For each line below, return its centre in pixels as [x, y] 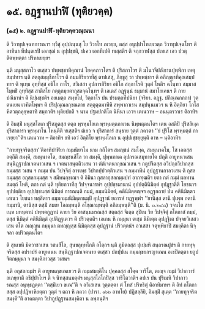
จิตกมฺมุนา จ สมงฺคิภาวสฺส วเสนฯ [38, 259]
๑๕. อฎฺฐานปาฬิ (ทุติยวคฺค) [60, 11]
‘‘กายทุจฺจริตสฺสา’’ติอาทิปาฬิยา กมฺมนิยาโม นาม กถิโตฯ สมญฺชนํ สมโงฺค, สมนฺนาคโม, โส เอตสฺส [99, 150]
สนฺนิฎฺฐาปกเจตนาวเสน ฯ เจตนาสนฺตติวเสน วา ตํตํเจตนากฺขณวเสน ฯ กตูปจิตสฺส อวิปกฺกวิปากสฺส [100, 164]
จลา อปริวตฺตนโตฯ [24, 233]
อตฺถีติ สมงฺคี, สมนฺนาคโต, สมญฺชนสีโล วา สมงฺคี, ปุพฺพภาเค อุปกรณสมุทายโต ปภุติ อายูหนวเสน [100, 157]
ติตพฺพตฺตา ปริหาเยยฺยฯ [28, 58]
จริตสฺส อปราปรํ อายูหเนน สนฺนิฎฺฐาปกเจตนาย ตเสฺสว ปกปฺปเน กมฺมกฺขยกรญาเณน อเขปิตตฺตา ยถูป [102, 252]
